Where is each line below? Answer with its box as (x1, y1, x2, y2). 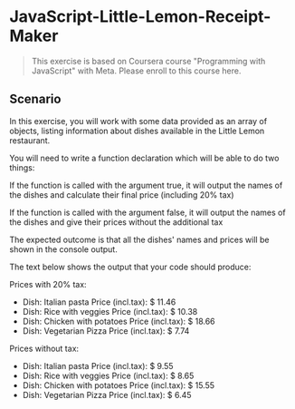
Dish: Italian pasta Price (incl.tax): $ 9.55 (22, 360, 174, 371)
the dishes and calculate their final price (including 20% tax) (9, 189, 234, 200)
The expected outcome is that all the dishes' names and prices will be (9, 234, 270, 245)
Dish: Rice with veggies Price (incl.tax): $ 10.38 (22, 306, 198, 316)
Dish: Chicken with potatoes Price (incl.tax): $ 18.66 (22, 316, 215, 326)
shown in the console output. (9, 243, 118, 255)
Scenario (9, 92, 62, 107)
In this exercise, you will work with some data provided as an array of (9, 115, 268, 126)
